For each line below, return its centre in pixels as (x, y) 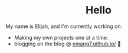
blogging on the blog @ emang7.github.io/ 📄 (68, 44)
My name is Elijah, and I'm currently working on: (64, 26)
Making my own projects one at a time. (61, 37)
